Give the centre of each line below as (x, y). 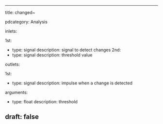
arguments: (16, 92)
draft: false (22, 117)
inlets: (11, 31)
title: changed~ (20, 12)
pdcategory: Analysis (26, 22)
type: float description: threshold (45, 102)
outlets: (13, 64)
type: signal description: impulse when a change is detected (72, 83)
